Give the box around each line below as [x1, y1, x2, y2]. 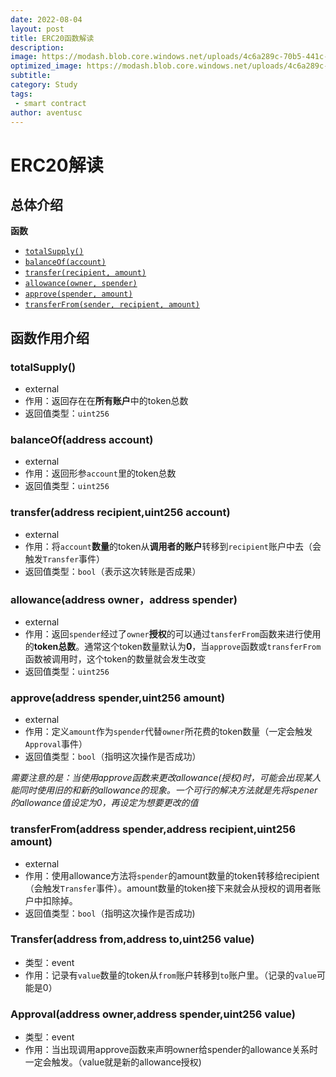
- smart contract [14, 98, 87, 108]
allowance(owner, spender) [24, 279, 138, 289]
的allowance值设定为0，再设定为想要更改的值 [10, 797, 199, 809]
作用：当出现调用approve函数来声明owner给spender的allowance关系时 [24, 1044, 318, 1056]
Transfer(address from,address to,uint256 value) [10, 932, 255, 946]
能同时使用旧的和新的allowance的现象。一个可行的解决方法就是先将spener [10, 784, 318, 796]
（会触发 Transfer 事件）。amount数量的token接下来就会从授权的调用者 [24, 882, 313, 894]
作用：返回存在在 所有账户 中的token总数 [24, 395, 189, 407]
